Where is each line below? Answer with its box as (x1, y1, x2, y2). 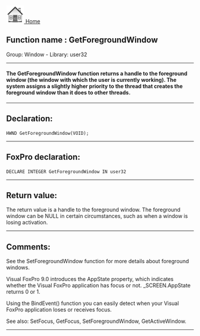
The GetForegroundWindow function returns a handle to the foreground (6, 70, 187, 77)
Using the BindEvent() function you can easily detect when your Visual (6, 300, 179, 307)
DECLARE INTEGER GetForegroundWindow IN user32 (6, 168, 127, 175)
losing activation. (6, 219, 48, 226)
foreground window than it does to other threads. (6, 89, 131, 96)
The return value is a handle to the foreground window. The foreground (6, 206, 180, 214)
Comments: (6, 242, 51, 252)
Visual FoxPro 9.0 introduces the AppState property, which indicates (6, 276, 174, 283)
